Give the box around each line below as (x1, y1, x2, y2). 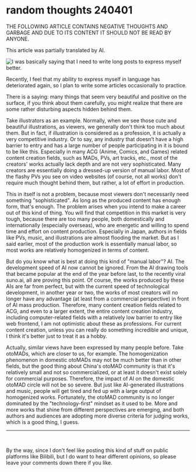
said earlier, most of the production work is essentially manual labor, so (6, 240, 177, 247)
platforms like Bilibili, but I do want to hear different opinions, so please (6, 453, 177, 460)
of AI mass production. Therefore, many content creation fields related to (6, 301, 182, 308)
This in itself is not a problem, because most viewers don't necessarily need (6, 190, 189, 197)
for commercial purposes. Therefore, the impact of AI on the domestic (6, 375, 175, 382)
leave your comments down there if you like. (6, 459, 113, 466)
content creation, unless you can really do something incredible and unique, (6, 326, 188, 333)
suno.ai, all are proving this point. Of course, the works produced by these (6, 276, 185, 283)
